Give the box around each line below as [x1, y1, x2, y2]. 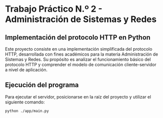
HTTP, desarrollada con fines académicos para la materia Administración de [5, 51, 159, 57]
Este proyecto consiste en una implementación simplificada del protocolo [5, 46, 153, 52]
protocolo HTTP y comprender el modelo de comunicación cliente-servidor [5, 62, 157, 67]
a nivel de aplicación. [5, 67, 48, 73]
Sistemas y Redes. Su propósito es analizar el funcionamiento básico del [5, 57, 151, 62]
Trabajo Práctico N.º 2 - [5, 3, 102, 15]
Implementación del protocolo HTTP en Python [5, 33, 151, 41]
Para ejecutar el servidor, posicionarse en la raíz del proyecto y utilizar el [5, 94, 151, 99]
